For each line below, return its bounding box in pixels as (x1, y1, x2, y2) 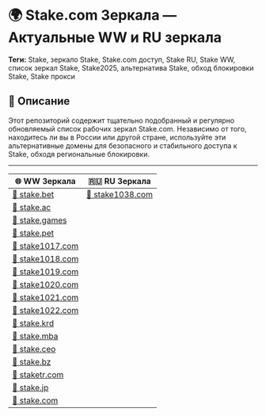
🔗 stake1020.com (12, 279, 79, 290)
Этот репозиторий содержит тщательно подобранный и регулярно (8, 116, 235, 125)
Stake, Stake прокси (8, 71, 75, 81)
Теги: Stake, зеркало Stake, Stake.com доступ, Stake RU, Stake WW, (8, 55, 236, 64)
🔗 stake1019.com (12, 266, 79, 277)
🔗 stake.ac (12, 201, 51, 212)
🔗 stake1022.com (12, 304, 79, 315)
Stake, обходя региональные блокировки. (8, 149, 150, 158)
